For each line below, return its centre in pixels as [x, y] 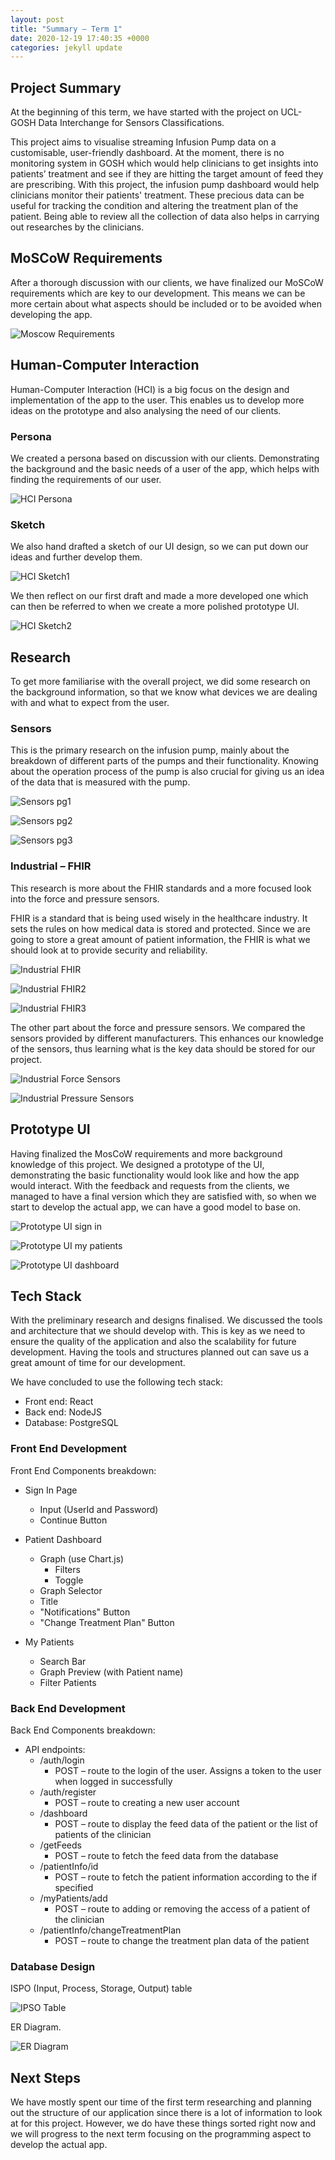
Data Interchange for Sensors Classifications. [131, 123]
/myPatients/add [73, 1898]
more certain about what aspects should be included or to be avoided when [166, 303]
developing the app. [51, 314]
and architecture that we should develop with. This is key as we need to [158, 1331]
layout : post [37, 19]
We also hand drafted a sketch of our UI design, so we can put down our [159, 547]
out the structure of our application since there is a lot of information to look [166, 2113]
